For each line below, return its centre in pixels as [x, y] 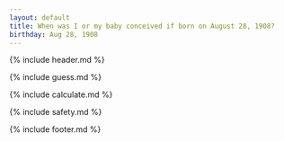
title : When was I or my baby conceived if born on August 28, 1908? [142, 26]
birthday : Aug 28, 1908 [54, 34]
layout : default [40, 18]
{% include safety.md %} [56, 112]
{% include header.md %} [57, 60]
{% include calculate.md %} [61, 94]
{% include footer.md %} [55, 129]
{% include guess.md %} [55, 77]
